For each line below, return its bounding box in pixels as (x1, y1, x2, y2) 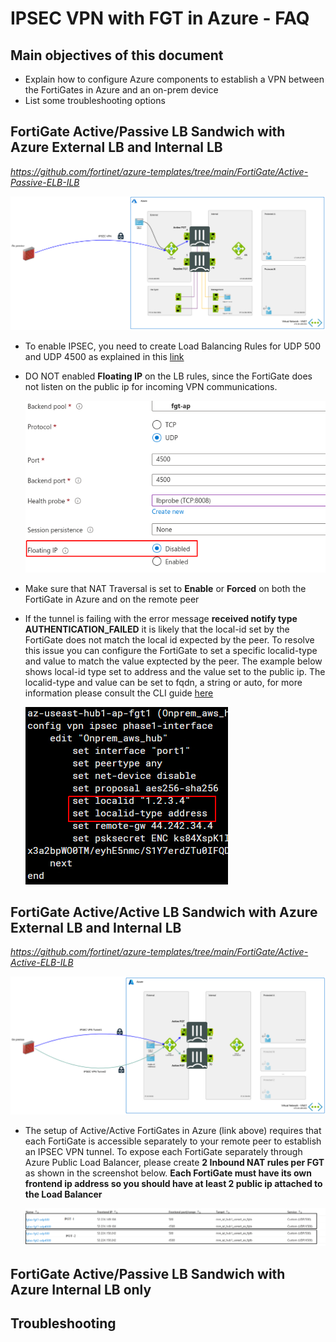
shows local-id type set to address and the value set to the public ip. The (24, 665, 326, 677)
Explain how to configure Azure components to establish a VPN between (24, 73, 325, 85)
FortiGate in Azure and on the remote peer (24, 593, 200, 605)
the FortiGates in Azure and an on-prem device (24, 84, 219, 96)
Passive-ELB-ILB (10, 176, 80, 188)
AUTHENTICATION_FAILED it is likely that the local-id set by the (24, 623, 290, 635)
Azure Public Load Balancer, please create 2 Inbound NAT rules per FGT (24, 1156, 325, 1168)
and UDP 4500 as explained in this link (24, 350, 185, 362)
